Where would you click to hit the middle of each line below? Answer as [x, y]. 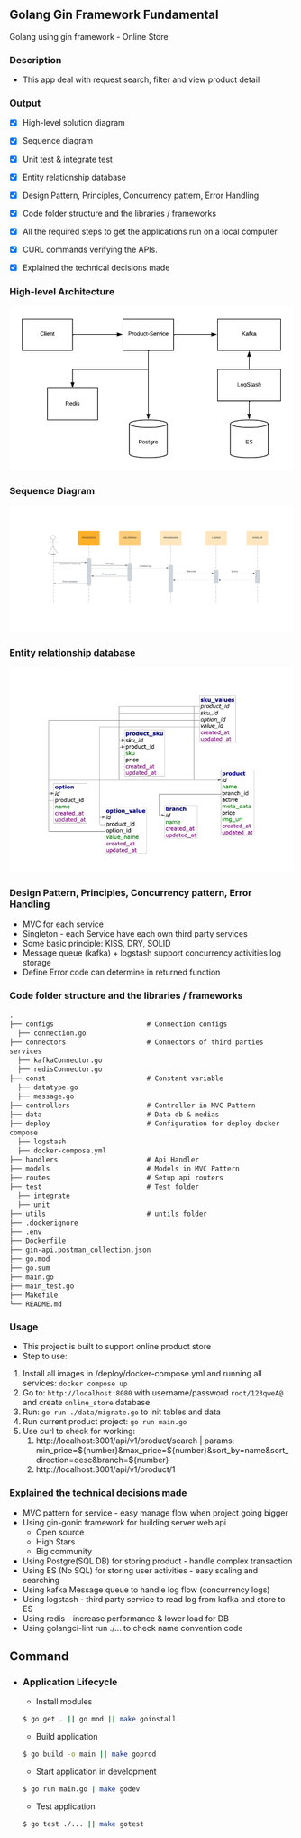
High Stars [55, 1541]
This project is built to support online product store [117, 1347]
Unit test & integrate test [67, 159]
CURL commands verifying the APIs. [90, 249]
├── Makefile [34, 1295]
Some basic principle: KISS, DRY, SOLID [96, 943]
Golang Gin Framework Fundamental [114, 15]
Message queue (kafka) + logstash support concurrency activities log [152, 953]
